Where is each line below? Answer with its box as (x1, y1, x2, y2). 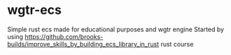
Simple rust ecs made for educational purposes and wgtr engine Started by (7, 25, 225, 33)
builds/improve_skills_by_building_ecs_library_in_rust (7, 40, 160, 48)
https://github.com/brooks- (24, 32, 104, 40)
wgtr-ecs (7, 2, 62, 18)
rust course (160, 40, 194, 48)
